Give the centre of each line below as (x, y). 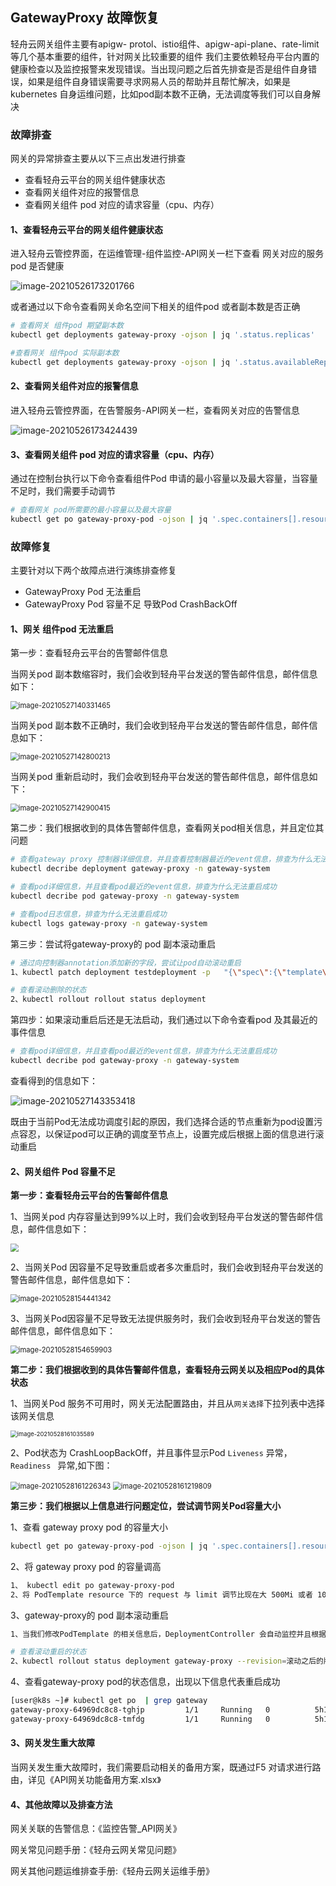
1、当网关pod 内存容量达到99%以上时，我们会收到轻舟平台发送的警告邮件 (162, 1217)
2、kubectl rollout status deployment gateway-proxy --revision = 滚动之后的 (167, 1661)
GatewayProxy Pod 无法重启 (83, 592)
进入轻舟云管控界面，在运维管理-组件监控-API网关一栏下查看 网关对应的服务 (167, 254)
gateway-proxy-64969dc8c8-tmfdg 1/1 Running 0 (140, 1719)
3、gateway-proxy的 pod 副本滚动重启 (89, 1615)
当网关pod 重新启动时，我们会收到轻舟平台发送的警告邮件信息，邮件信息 (160, 777)
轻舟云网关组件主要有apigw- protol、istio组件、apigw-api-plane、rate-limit (165, 44)
